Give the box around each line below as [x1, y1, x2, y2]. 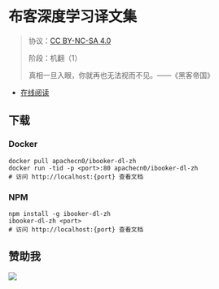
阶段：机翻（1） [28, 53, 82, 63]
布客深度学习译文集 [8, 7, 138, 26]
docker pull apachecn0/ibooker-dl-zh [8, 157, 137, 165]
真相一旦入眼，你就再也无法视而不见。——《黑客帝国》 [28, 70, 214, 80]
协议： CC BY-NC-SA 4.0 [28, 36, 112, 45]
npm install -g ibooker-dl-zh [8, 209, 112, 218]
